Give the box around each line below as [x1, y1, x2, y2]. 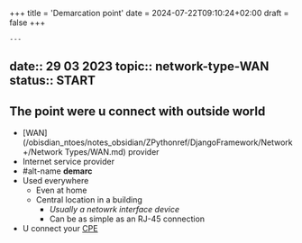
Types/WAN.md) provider [64, 147, 160, 157]
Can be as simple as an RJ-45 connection [49, 213, 206, 224]
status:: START [9, 73, 96, 88]
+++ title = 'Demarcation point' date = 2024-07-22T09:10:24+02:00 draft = [9, 8, 289, 18]
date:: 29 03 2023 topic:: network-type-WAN [9, 58, 270, 75]
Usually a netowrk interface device [49, 204, 180, 215]
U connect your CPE [22, 223, 98, 234]
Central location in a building [35, 194, 142, 205]
